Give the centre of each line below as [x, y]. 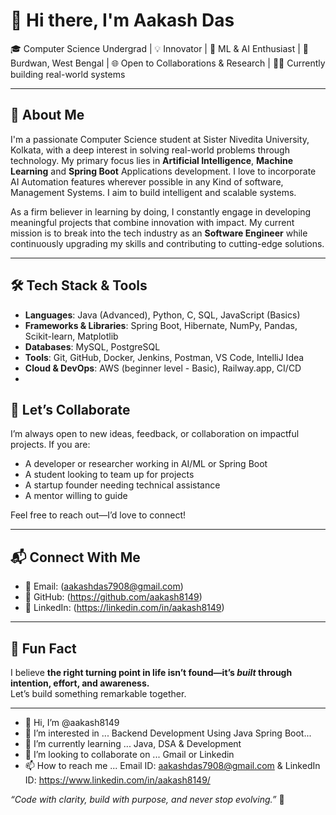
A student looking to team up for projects [109, 475]
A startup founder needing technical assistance [122, 485]
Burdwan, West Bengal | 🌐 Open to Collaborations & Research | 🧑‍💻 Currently [168, 63]
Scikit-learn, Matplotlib [71, 336]
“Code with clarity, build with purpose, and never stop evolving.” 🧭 [147, 799]
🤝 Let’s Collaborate [70, 409]
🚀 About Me [47, 115]
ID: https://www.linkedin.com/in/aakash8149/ [117, 780]
